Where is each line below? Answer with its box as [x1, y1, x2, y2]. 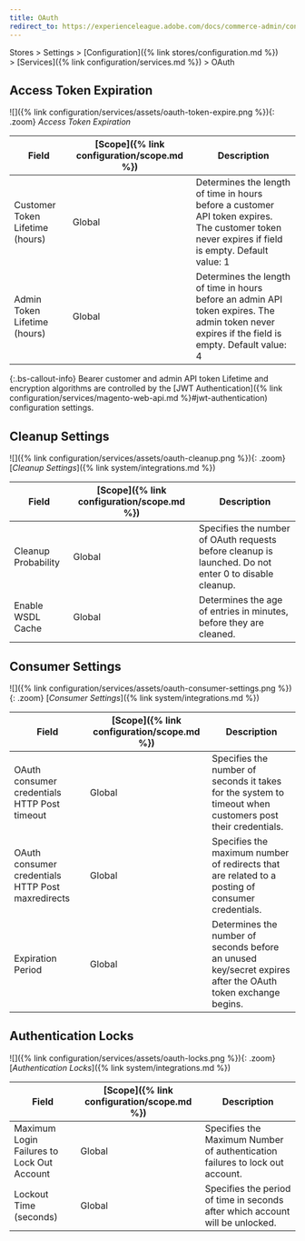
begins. [212, 997, 243, 1010]
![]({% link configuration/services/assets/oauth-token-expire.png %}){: [9, 106, 275, 118]
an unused [212, 952, 257, 965]
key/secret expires [212, 963, 290, 976]
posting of [212, 880, 256, 893]
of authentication [204, 1145, 278, 1157]
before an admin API [195, 293, 283, 305]
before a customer [195, 199, 275, 212]
